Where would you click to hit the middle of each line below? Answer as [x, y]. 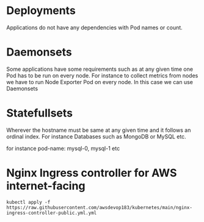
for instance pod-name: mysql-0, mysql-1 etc [63, 148]
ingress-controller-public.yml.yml [52, 213]
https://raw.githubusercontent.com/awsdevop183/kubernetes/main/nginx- [99, 207]
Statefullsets [40, 113]
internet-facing [46, 186]
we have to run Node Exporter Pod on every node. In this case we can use [100, 82]
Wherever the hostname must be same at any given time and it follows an [99, 130]
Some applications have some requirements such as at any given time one [100, 69]
